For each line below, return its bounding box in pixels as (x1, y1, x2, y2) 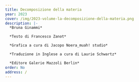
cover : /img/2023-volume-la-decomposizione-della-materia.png (5, 16, 134, 21)
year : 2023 (5, 12, 27, 17)
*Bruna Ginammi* (9, 25, 42, 30)
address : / (5, 69, 27, 75)
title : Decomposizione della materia (5, 7, 82, 12)
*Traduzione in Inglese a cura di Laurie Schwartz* (9, 52, 117, 57)
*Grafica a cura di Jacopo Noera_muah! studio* (9, 43, 108, 48)
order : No (5, 65, 25, 70)
